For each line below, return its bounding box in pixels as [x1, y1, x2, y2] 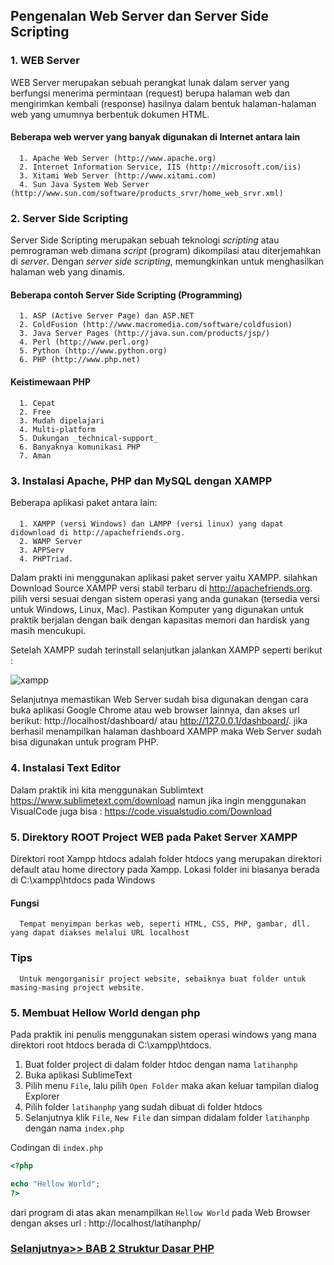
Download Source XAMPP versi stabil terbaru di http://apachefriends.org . [10, 582, 313, 594]
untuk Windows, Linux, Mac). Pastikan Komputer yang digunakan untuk [10, 604, 305, 616]
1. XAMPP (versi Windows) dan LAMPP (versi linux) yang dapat [19, 519, 284, 529]
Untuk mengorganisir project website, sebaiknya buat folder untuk [19, 974, 307, 984]
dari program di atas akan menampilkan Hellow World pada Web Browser [10, 1206, 311, 1218]
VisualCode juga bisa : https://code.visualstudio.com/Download [10, 805, 272, 817]
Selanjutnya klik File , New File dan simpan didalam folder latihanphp [24, 1111, 310, 1123]
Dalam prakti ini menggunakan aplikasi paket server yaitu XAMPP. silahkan [10, 572, 318, 584]
